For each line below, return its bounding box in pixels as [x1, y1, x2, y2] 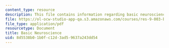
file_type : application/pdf [5, 21, 64, 26]
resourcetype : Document [5, 26, 55, 31]
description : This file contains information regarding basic [5, 12, 138, 17]
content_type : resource [5, 7, 55, 12]
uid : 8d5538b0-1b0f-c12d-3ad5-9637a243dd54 [5, 35, 98, 40]
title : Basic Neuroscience [5, 30, 62, 35]
